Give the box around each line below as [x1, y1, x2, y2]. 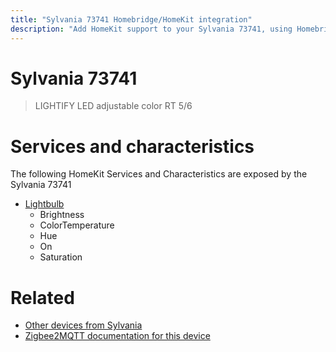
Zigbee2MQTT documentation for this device [24, 330, 211, 342]
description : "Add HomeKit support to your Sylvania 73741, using [10, 24, 293, 34]
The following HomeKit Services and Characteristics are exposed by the [10, 168, 308, 180]
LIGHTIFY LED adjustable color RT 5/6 [34, 100, 193, 112]
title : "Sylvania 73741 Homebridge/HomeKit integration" [10, 14, 253, 25]
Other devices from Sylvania [24, 319, 143, 331]
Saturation [39, 251, 83, 263]
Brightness [39, 209, 85, 221]
